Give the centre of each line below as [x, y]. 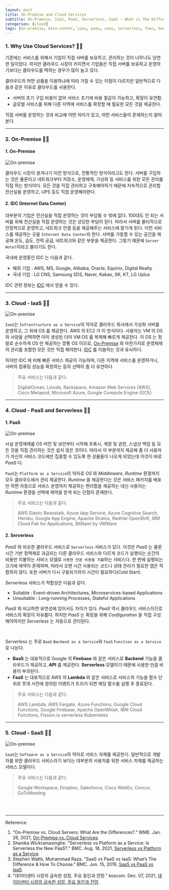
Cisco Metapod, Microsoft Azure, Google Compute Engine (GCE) [84, 393]
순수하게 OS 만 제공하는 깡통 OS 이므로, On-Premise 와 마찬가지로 [80, 343]
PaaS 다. [14, 463]
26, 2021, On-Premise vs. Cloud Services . [56, 837]
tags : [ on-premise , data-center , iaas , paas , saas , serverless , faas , [81, 29]
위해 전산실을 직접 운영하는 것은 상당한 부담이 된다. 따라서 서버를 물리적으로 [88, 221]
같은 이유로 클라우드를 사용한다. [45, 87]
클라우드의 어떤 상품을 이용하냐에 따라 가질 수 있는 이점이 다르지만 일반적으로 [80, 81]
